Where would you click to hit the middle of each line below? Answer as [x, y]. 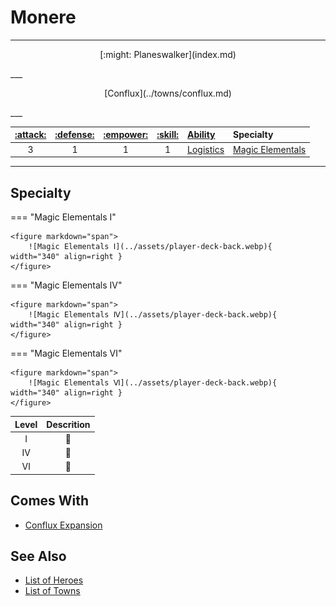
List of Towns [52, 591]
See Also [38, 556]
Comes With [50, 501]
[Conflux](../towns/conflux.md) [168, 93]
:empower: [126, 135]
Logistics [206, 149]
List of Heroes [54, 580]
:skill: [167, 135]
